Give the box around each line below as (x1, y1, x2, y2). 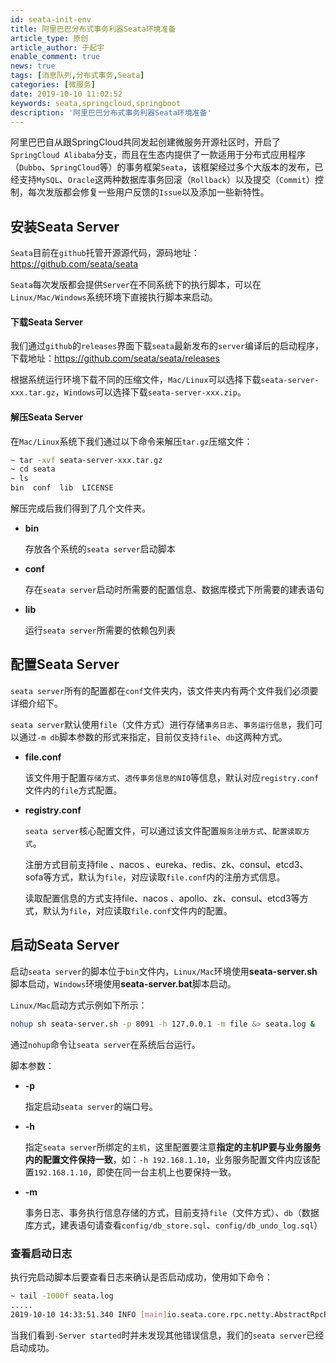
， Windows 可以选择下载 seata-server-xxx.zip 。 (54, 386, 247, 398)
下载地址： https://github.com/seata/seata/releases (10, 352, 220, 365)
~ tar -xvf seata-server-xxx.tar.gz (10, 455, 163, 465)
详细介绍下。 (10, 697, 63, 709)
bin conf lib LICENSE (10, 483, 114, 493)
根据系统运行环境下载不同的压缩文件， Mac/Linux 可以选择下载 (10, 374, 262, 386)
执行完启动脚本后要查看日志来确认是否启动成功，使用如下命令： (10, 1271, 273, 1283)
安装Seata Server (10, 218, 120, 235)
